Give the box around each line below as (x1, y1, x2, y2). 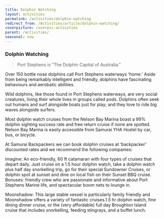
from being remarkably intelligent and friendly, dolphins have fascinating (5, 76, 152, 82)
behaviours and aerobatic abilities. (5, 82, 75, 88)
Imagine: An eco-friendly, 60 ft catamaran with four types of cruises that (5, 156, 152, 162)
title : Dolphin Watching (5, 7, 56, 12)
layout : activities (5, 12, 45, 17)
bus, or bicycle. (5, 132, 36, 138)
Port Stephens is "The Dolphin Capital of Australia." (17, 62, 121, 68)
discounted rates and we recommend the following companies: (5, 146, 133, 152)
